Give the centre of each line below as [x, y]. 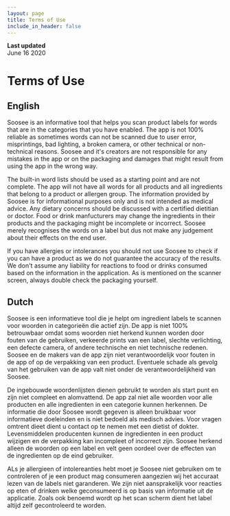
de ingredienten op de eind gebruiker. [60, 456]
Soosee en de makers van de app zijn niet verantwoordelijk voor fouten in [111, 355]
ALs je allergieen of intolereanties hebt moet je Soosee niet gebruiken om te [114, 469]
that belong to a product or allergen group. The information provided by [108, 194]
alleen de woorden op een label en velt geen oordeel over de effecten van [112, 448]
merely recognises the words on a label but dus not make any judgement [110, 231]
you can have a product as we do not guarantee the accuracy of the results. [114, 259]
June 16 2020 [26, 53]
